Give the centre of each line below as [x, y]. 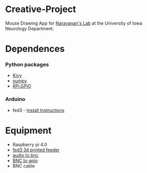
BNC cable [24, 166]
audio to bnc [25, 155]
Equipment [28, 131]
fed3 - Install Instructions [38, 110]
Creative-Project [41, 9]
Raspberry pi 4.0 [30, 144]
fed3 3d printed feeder [36, 150]
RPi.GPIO [22, 86]
